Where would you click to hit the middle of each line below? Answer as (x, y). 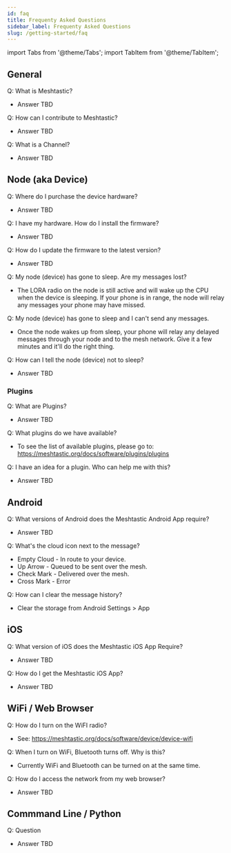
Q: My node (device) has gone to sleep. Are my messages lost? (97, 277)
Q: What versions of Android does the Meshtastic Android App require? (108, 519)
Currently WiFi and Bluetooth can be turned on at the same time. (109, 765)
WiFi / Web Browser (51, 709)
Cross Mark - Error (44, 581)
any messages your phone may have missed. (81, 304)
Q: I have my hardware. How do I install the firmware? (83, 223)
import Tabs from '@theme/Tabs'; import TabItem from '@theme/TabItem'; (113, 53)
